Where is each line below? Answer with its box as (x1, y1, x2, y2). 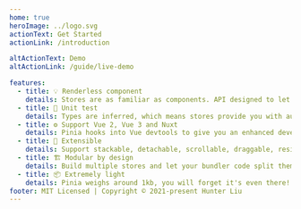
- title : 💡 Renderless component (17, 87, 143, 96)
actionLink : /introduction (9, 38, 110, 47)
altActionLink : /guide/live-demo (9, 63, 134, 71)
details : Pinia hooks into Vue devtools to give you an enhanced (25, 129, 275, 138)
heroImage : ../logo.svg (9, 21, 99, 30)
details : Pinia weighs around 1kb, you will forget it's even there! (25, 178, 291, 188)
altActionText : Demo (9, 54, 87, 63)
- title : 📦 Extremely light (17, 170, 125, 179)
